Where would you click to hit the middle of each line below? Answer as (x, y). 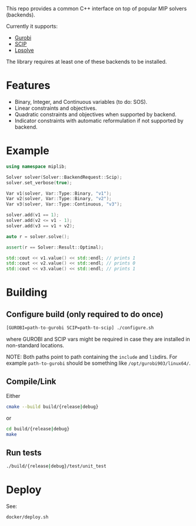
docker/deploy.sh (27, 517)
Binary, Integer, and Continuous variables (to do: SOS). (81, 102)
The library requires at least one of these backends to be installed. (87, 62)
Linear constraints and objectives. (56, 108)
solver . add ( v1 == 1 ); (33, 215)
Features (28, 86)
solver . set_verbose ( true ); (39, 182)
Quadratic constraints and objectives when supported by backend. (95, 114)
